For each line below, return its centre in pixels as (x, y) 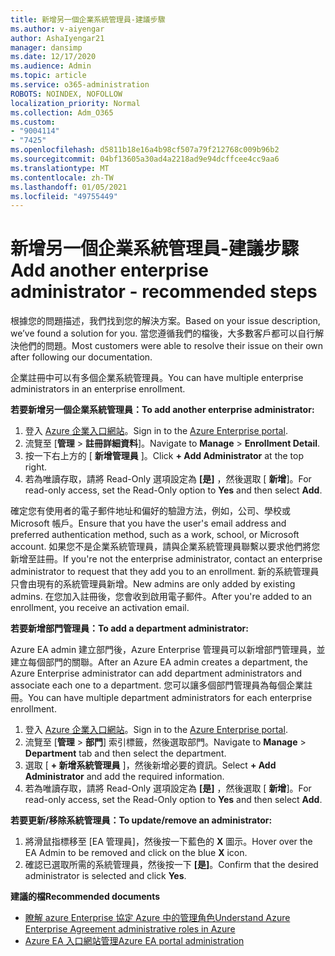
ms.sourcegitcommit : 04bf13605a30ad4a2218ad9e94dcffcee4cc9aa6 (145, 159)
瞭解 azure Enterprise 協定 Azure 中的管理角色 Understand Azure (157, 918)
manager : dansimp (46, 47)
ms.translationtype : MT (60, 168)
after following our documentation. (81, 357)
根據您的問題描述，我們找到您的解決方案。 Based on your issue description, (165, 321)
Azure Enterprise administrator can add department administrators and (156, 673)
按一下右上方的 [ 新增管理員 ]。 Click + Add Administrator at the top (164, 456)
